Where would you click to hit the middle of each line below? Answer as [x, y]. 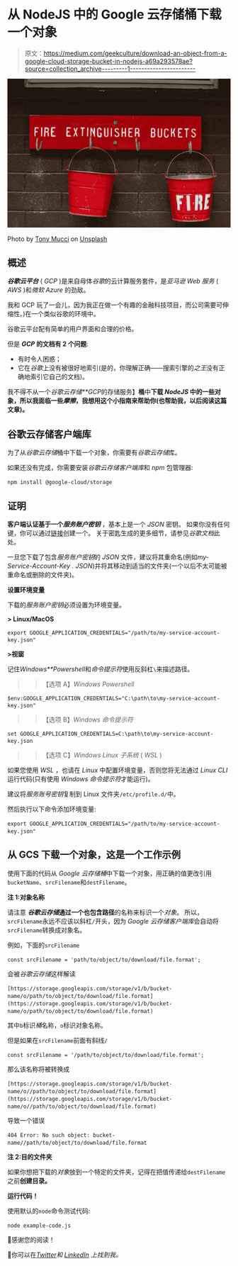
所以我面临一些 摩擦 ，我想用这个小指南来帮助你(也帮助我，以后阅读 [117, 400]
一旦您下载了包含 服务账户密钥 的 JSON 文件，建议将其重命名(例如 [103, 557]
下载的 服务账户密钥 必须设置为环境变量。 [66, 605]
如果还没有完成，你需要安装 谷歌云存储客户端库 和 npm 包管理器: [100, 468]
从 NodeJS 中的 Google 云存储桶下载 [114, 15]
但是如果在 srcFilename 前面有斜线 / [57, 1040]
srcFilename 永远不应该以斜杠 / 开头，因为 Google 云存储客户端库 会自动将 [113, 921]
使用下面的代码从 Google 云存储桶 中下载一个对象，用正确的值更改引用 [110, 873]
